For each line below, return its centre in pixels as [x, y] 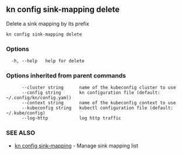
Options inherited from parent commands [66, 76]
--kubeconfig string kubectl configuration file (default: [97, 108]
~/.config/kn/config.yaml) [39, 98]
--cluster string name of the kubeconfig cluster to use [99, 88]
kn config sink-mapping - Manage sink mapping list [76, 146]
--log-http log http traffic [71, 118]
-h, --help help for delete [48, 61]
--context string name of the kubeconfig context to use [99, 103]
